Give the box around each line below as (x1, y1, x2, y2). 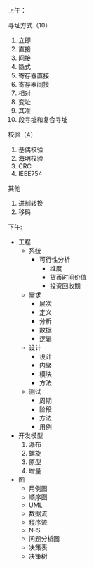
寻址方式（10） (8, 21, 52, 30)
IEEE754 (18, 170, 43, 177)
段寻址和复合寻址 (18, 116, 68, 123)
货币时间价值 (49, 273, 87, 281)
